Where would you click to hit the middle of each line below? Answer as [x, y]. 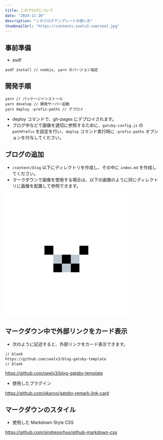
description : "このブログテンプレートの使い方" [49, 21]
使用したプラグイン [32, 383]
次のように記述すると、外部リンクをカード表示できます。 [70, 344]
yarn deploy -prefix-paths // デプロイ [44, 109]
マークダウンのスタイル [41, 410]
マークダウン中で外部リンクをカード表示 [66, 331]
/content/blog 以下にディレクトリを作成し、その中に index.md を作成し [84, 167]
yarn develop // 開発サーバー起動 [37, 104]
